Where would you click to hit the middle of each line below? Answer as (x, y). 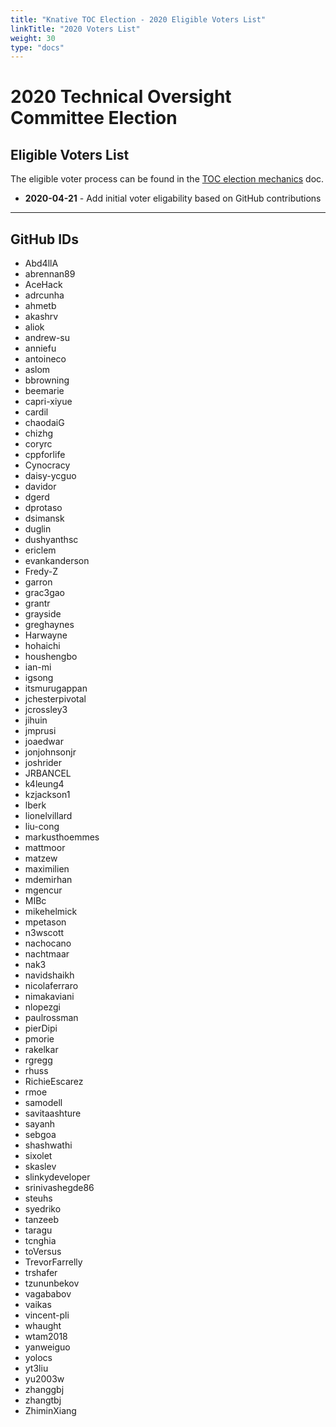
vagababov (48, 1294)
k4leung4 (44, 784)
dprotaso (43, 508)
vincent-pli (47, 1315)
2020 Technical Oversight (121, 97)
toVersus (43, 1252)
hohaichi (42, 646)
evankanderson (57, 561)
